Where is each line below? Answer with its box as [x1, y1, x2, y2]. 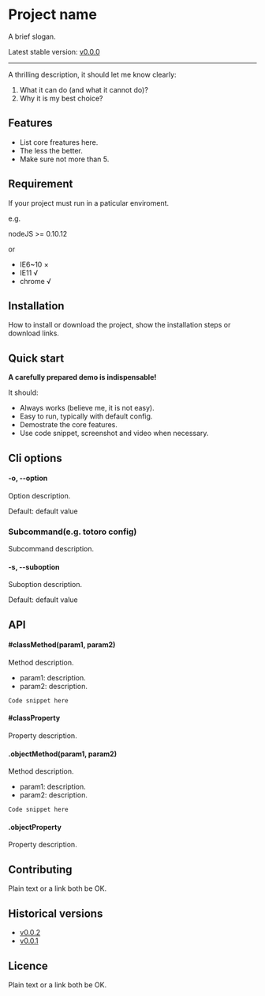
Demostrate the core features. [19, 420, 118, 430]
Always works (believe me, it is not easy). [19, 403, 155, 413]
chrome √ [19, 276, 51, 286]
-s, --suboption [8, 562, 61, 571]
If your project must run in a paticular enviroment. [8, 198, 170, 207]
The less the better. [19, 146, 83, 155]
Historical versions [8, 907, 103, 920]
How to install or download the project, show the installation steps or [8, 320, 231, 330]
